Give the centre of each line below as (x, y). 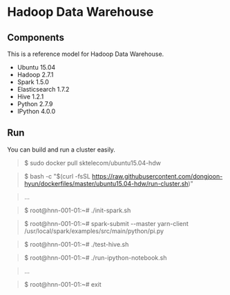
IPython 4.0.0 (36, 111)
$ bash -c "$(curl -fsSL (57, 176)
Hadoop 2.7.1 (35, 74)
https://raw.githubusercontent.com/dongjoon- (157, 176)
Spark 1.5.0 (33, 82)
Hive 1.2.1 (30, 96)
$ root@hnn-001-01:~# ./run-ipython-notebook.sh (95, 257)
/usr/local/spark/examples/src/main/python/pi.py (94, 231)
